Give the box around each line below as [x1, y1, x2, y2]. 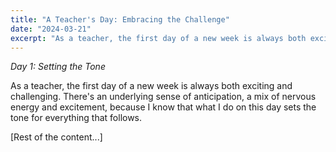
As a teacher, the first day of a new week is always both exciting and [10, 80, 293, 92]
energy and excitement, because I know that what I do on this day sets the [10, 101, 317, 113]
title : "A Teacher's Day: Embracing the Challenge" [10, 14, 230, 25]
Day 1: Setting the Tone [10, 61, 106, 73]
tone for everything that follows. [10, 112, 143, 124]
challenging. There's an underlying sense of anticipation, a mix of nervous [10, 91, 317, 103]
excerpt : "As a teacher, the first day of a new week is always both [10, 33, 307, 43]
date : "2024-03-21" [10, 24, 92, 34]
